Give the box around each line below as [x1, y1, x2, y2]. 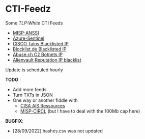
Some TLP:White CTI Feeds [5, 20, 63, 26]
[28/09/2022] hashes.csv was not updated [12, 128, 103, 134]
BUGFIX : [5, 118, 24, 124]
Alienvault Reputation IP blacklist [12, 57, 81, 63]
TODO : [5, 76, 21, 82]
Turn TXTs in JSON [12, 92, 53, 98]
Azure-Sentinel [12, 35, 45, 41]
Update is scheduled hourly [5, 67, 64, 73]
